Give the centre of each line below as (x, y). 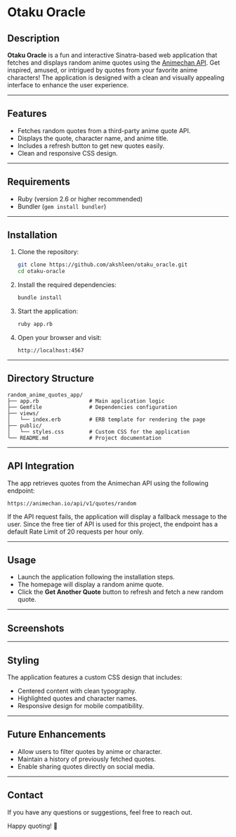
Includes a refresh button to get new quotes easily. (91, 146)
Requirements (39, 182)
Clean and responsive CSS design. (67, 153)
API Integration (41, 466)
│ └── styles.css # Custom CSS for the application (99, 432)
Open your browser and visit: (59, 337)
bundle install (40, 298)
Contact (25, 795)
